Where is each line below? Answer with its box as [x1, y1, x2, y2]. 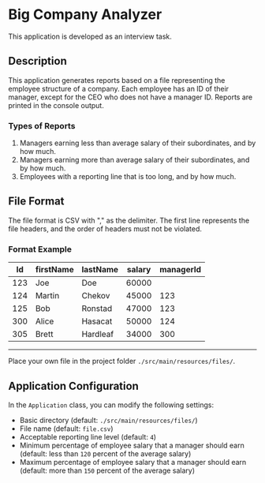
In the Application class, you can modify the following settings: [8, 400, 215, 410]
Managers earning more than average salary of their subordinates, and [19, 155, 250, 165]
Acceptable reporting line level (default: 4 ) [19, 432, 156, 441]
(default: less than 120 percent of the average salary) [19, 448, 192, 459]
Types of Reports [8, 120, 76, 131]
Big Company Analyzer [8, 6, 162, 24]
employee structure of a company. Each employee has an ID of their [8, 84, 230, 93]
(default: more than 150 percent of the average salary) [19, 466, 196, 475]
